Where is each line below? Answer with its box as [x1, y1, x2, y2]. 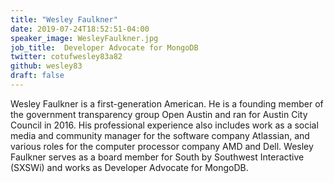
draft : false [10, 71, 65, 81]
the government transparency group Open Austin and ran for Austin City [10, 108, 308, 120]
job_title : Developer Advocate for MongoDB [10, 42, 199, 53]
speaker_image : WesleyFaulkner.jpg [10, 33, 159, 43]
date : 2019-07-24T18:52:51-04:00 [10, 24, 150, 34]
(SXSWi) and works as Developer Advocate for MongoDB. [10, 161, 249, 173]
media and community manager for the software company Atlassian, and [10, 129, 310, 141]
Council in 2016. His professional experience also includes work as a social [10, 119, 319, 131]
